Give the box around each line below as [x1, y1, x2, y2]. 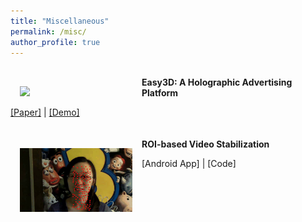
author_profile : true [10, 37, 101, 47]
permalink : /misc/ [10, 26, 87, 37]
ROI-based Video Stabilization [141, 138, 270, 150]
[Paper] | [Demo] [10, 106, 80, 119]
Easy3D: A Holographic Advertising [141, 76, 293, 89]
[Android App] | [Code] [141, 158, 237, 170]
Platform [141, 87, 179, 99]
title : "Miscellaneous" [10, 16, 110, 26]
